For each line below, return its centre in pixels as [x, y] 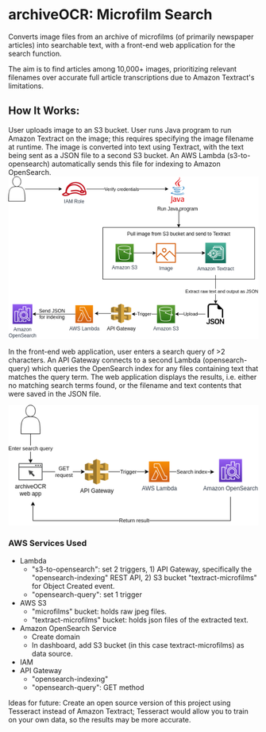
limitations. [26, 86]
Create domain [56, 637]
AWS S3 [33, 602]
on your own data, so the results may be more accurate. [100, 719]
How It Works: [44, 111]
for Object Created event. [73, 586]
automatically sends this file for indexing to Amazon [136, 164]
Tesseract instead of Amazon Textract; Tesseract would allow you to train [128, 711]
